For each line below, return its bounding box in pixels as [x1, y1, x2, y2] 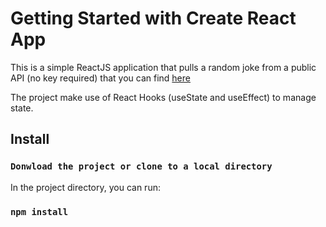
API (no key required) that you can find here [10, 72, 191, 84]
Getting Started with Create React [10, 7, 297, 30]
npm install [10, 206, 69, 217]
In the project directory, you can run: [10, 181, 161, 193]
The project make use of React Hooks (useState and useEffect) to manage [10, 91, 317, 103]
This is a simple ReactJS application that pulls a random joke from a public [10, 61, 317, 73]
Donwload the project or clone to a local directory [10, 161, 273, 172]
